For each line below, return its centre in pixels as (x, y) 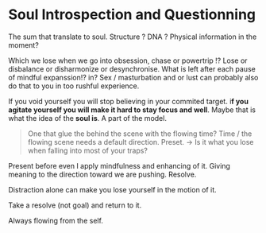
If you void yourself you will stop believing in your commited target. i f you (128, 101)
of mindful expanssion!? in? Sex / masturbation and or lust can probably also (133, 77)
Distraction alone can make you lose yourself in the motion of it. (112, 189)
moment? (24, 45)
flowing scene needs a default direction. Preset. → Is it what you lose (141, 142)
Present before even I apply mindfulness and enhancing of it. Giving (119, 165)
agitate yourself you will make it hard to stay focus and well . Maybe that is (132, 110)
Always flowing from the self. (56, 220)
